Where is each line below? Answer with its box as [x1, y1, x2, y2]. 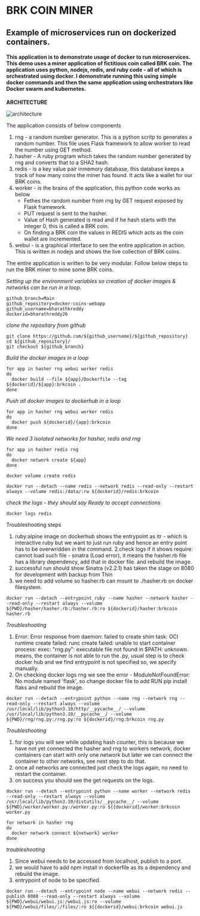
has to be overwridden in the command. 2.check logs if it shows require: [14, 545, 193, 553]
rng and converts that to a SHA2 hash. [14, 159, 109, 166]
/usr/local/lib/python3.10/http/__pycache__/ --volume [6, 706, 146, 712]
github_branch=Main [6, 295, 55, 301]
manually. [14, 665, 39, 672]
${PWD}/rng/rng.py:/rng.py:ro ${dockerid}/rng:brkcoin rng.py [6, 716, 164, 722]
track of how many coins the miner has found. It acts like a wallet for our [14, 171, 193, 178]
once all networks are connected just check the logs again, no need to [14, 764, 188, 771]
